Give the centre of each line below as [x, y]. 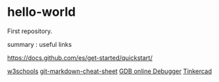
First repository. [30, 31]
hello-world [42, 12]
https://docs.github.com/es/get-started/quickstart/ [80, 58]
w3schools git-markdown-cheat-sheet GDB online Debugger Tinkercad [109, 71]
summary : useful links [40, 44]
